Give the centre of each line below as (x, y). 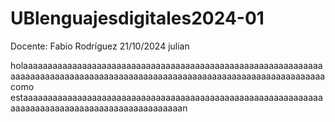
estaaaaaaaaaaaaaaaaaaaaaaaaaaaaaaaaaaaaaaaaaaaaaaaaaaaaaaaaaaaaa (166, 97)
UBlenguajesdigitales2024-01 (137, 18)
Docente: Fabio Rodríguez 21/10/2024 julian (100, 46)
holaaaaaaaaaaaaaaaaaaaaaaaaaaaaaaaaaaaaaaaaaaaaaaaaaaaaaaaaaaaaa (166, 65)
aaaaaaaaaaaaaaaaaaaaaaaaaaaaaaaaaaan (99, 108)
